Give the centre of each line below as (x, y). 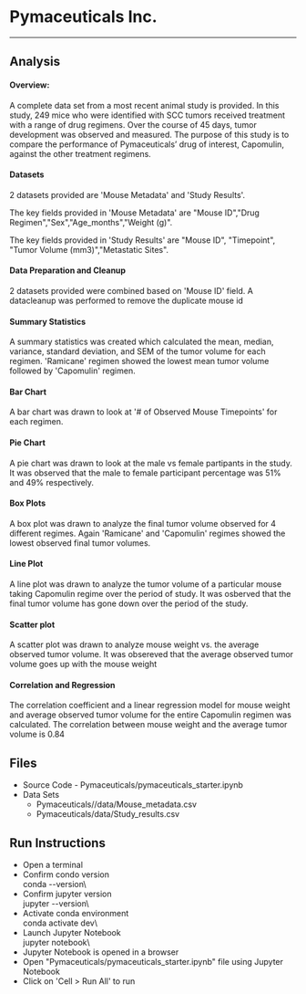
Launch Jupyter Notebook (71, 932)
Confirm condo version (66, 874)
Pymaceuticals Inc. (83, 17)
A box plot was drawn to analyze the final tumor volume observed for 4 (143, 523)
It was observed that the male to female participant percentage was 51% (146, 473)
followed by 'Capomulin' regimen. (72, 371)
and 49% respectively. (51, 482)
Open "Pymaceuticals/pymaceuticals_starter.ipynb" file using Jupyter (153, 961)
